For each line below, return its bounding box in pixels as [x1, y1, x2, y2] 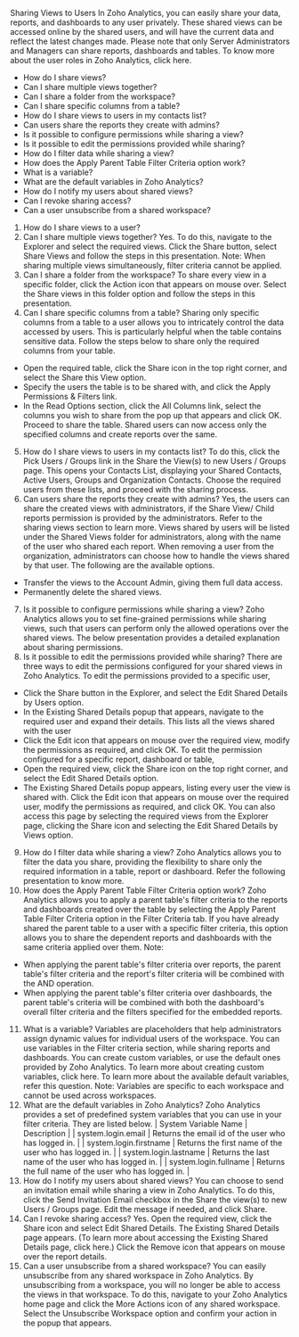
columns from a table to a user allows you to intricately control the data [22, 317, 284, 327]
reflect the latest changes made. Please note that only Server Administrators [10, 36, 290, 46]
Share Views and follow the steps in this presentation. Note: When [22, 251, 266, 261]
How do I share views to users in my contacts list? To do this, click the [22, 446, 280, 457]
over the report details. [22, 1251, 108, 1261]
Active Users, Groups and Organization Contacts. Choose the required [22, 475, 281, 485]
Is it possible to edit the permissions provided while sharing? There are [22, 651, 283, 662]
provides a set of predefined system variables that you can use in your [22, 1110, 283, 1119]
